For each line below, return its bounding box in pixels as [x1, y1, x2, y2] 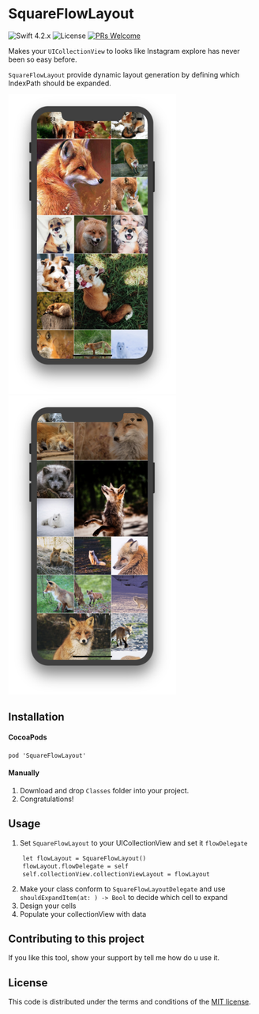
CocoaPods [8, 732, 47, 742]
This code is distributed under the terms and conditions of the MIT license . [8, 997, 251, 1007]
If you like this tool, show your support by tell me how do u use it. [8, 953, 220, 963]
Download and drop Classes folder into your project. [19, 785, 190, 795]
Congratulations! [19, 794, 74, 804]
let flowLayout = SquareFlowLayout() [22, 854, 147, 862]
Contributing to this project [8, 932, 145, 945]
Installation [8, 710, 65, 724]
